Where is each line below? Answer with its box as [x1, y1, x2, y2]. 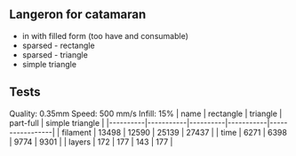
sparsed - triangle [21, 49, 89, 60]
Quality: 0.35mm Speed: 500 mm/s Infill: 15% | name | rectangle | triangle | [9, 108, 283, 119]
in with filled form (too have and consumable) [21, 30, 189, 41]
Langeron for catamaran [9, 7, 147, 22]
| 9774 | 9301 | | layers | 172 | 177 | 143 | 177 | [9, 136, 173, 147]
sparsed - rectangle [21, 40, 95, 51]
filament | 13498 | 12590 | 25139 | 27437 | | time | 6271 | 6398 [61, 127, 287, 137]
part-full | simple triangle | [9, 117, 105, 128]
